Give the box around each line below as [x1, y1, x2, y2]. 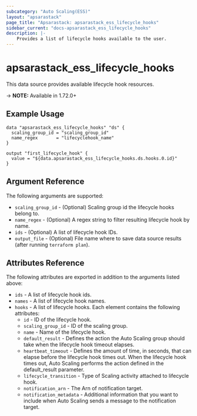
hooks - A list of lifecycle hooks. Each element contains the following [14, 304, 181, 311]
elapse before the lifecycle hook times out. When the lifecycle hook [23, 354, 186, 361]
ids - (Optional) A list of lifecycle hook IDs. [14, 229, 118, 236]
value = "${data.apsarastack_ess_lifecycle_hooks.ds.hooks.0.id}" [11, 155, 178, 162]
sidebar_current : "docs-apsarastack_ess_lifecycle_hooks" [6, 25, 151, 31]
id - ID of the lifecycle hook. [23, 316, 92, 323]
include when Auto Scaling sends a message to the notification [23, 397, 176, 404]
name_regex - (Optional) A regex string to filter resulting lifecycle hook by [14, 216, 190, 223]
